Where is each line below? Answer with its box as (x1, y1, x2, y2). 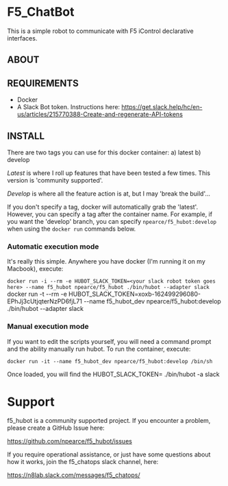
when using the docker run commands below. (7, 224, 136, 233)
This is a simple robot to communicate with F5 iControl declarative (7, 27, 194, 35)
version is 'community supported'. (7, 176, 103, 184)
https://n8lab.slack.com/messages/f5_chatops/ (7, 471, 140, 479)
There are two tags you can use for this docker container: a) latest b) (7, 148, 201, 157)
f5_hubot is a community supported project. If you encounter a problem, (7, 417, 211, 425)
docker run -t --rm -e (7, 290, 67, 299)
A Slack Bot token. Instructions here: (16, 103, 121, 111)
